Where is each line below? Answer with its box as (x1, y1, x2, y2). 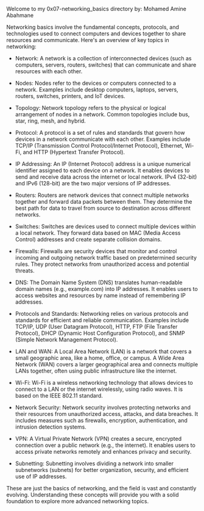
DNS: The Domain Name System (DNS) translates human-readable (15, 279, 183, 286)
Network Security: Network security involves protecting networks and (15, 404, 191, 411)
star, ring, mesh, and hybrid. (15, 117, 86, 124)
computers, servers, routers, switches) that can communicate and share (15, 61, 197, 68)
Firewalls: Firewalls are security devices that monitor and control (15, 248, 177, 255)
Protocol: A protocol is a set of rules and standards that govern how (15, 129, 185, 136)
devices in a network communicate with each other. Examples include (15, 135, 191, 143)
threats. (15, 267, 35, 274)
